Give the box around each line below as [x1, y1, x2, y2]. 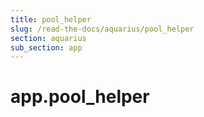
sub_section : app [10, 42, 83, 53]
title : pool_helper [10, 14, 92, 25]
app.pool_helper [10, 86, 150, 108]
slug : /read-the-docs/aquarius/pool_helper [10, 24, 195, 34]
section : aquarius [10, 33, 87, 43]
